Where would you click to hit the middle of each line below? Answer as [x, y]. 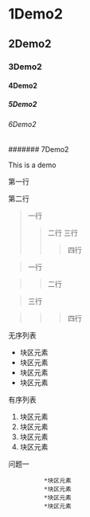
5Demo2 [23, 104]
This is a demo [32, 165]
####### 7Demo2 [39, 149]
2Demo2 [30, 44]
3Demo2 [25, 67]
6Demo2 [23, 125]
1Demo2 [36, 14]
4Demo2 [23, 86]
